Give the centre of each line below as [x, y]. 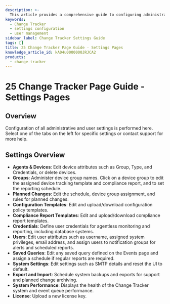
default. [20, 269]
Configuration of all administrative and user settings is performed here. [79, 128]
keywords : [16, 19]
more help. [16, 139]
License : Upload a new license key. [50, 296]
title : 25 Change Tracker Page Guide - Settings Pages [64, 48]
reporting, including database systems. [53, 232]
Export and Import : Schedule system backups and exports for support [86, 275]
